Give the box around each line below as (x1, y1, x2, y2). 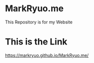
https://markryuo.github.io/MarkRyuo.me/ (5, 52, 89, 58)
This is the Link (5, 36, 68, 47)
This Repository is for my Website (5, 19, 73, 25)
